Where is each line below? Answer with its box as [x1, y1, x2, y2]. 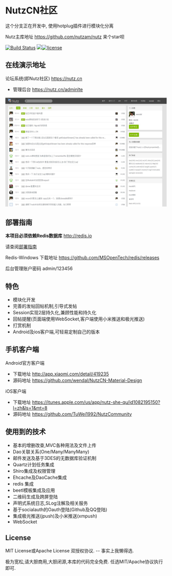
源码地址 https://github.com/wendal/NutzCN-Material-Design [12, 377, 142, 383]
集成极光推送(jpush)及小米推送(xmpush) [12, 513, 97, 519]
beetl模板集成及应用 [12, 487, 55, 493]
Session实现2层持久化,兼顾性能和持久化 [12, 309, 97, 315]
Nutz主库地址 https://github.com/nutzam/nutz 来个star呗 [5, 33, 125, 40]
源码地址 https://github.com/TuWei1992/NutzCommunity [12, 411, 132, 417]
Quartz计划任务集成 [12, 461, 55, 467]
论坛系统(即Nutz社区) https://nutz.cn [5, 75, 82, 81]
